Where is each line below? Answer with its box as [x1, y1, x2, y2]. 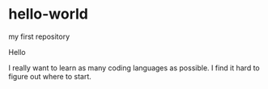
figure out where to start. [8, 71, 91, 81]
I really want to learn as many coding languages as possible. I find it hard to [8, 62, 261, 73]
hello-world [8, 5, 89, 23]
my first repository [8, 32, 70, 41]
